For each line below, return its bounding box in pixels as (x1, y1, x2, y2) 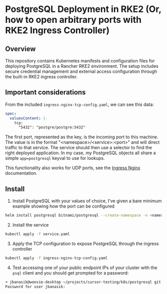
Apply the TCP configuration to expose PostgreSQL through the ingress (12, 241, 159, 247)
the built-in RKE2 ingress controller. (5, 74, 78, 79)
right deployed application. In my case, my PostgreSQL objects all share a (5, 150, 156, 156)
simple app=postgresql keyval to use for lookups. (5, 155, 105, 161)
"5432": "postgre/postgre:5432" (18, 125, 85, 130)
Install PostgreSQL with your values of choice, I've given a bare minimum (12, 198, 162, 204)
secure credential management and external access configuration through (5, 68, 158, 74)
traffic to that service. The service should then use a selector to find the (5, 145, 153, 151)
